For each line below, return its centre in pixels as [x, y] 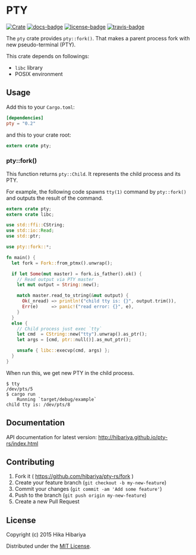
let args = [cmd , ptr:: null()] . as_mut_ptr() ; [74, 340]
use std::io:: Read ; [30, 231]
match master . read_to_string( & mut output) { [73, 296]
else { [20, 323]
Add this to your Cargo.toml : [41, 107]
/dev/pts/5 [20, 389]
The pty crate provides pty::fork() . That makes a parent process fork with [98, 38]
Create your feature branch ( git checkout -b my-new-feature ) [91, 483]
